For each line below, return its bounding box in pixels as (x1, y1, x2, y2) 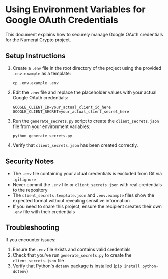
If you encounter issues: (5, 237, 56, 243)
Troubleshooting (5, 223, 60, 232)
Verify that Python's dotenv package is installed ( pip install (12, 263, 141, 269)
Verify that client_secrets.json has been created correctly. (12, 142, 138, 148)
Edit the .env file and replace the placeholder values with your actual (12, 89, 157, 95)
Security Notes (5, 157, 54, 166)
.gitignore (12, 177, 36, 182)
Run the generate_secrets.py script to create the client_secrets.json (12, 118, 159, 124)
